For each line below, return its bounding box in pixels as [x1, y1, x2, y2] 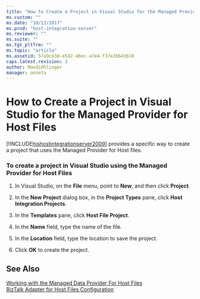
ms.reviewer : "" [6, 31, 46, 37]
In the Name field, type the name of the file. [14, 223, 122, 231]
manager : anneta [6, 70, 46, 76]
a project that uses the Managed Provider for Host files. [6, 147, 143, 154]
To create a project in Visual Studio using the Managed [6, 161, 168, 170]
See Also [6, 263, 40, 274]
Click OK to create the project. [14, 247, 89, 254]
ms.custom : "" [6, 14, 42, 20]
